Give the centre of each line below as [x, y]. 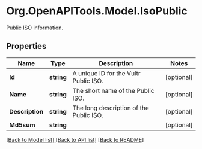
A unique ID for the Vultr [106, 73]
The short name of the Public [113, 90]
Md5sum [22, 125]
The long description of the [111, 108]
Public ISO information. [35, 28]
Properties [26, 46]
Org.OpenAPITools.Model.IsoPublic [97, 11]
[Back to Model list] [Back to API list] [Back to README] [75, 139]
